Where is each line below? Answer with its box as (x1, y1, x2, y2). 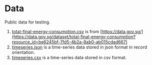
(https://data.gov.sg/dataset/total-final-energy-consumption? (11, 34, 136, 40)
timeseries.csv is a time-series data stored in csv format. (11, 54, 127, 60)
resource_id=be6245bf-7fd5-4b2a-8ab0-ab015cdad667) (11, 39, 128, 44)
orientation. (11, 49, 35, 55)
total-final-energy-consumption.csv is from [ (11, 28, 102, 34)
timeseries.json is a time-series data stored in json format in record (11, 44, 148, 50)
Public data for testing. (4, 19, 51, 25)
